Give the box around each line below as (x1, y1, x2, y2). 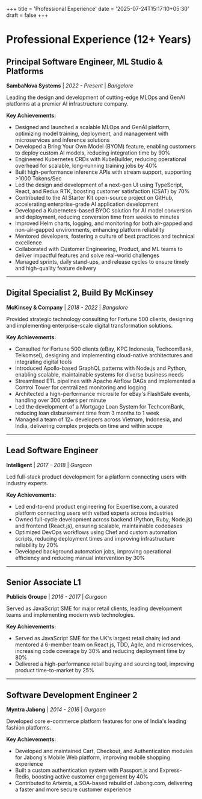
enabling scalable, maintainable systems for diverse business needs (14, 371, 184, 378)
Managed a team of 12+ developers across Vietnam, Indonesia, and (14, 416, 182, 423)
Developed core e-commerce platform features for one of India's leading (6, 718, 186, 725)
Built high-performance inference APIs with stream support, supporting (14, 168, 192, 176)
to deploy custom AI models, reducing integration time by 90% (14, 149, 170, 156)
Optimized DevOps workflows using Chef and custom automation (14, 528, 177, 536)
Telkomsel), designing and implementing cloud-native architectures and (14, 351, 193, 358)
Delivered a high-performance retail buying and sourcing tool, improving (14, 660, 194, 667)
